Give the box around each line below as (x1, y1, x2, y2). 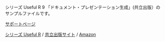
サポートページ (5, 21, 36, 27)
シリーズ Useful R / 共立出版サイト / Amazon (5, 32, 96, 37)
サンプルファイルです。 (5, 10, 53, 16)
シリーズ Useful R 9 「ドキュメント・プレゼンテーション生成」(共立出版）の (5, 4, 161, 10)
